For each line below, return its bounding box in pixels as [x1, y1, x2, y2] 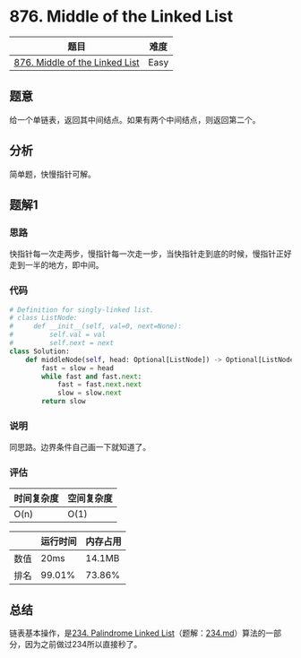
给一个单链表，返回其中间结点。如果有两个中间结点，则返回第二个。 [9, 114, 261, 125]
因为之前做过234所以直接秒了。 [24, 639, 142, 650]
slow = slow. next [56, 388, 123, 398]
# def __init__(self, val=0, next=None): [9, 322, 182, 331]
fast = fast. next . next [56, 380, 142, 389]
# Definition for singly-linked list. [9, 305, 154, 315]
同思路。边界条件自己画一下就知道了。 [9, 442, 150, 453]
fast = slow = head [41, 363, 115, 373]
